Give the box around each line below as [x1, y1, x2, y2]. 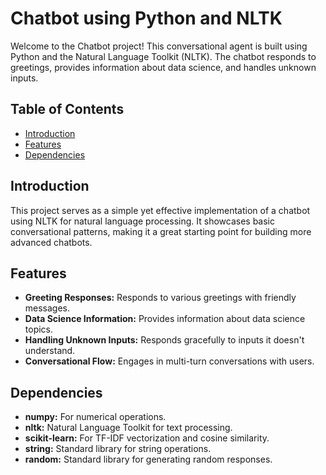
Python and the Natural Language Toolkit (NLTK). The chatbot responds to [10, 50, 317, 62]
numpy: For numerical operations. [24, 411, 167, 423]
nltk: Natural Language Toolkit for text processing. [24, 422, 233, 434]
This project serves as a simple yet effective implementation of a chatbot [10, 204, 311, 216]
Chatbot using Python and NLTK [10, 7, 283, 30]
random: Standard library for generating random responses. [24, 453, 273, 466]
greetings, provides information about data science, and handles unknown [10, 61, 317, 73]
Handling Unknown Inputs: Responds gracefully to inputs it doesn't [24, 334, 305, 346]
